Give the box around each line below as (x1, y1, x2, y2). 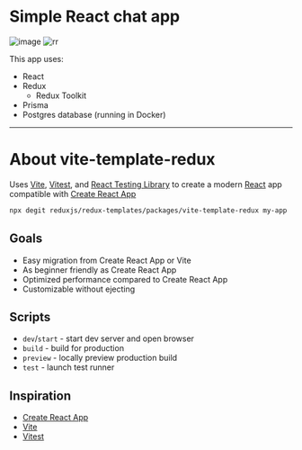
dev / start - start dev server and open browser (22, 333, 195, 344)
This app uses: (9, 53, 65, 64)
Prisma (22, 99, 49, 110)
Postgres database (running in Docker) (22, 109, 166, 120)
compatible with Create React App (9, 188, 137, 199)
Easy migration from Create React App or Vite (22, 255, 191, 265)
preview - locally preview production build (22, 353, 178, 364)
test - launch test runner (22, 362, 115, 373)
